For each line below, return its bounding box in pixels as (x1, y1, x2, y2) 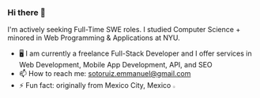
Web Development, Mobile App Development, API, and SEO (18, 60, 213, 70)
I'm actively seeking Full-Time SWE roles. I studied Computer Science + (7, 25, 241, 34)
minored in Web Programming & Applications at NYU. (7, 33, 181, 42)
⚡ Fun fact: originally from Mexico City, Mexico (18, 81, 171, 90)
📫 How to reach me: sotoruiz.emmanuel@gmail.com (18, 69, 191, 78)
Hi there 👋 (7, 7, 47, 18)
